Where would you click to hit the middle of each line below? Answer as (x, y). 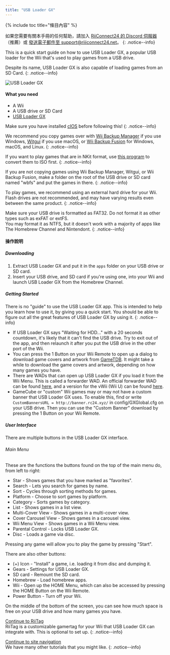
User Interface (21, 425)
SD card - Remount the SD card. (46, 574)
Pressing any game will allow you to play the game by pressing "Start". (79, 544)
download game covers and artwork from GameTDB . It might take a (83, 359)
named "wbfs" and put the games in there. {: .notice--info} (66, 183)
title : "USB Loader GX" (30, 10)
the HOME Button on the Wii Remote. (51, 591)
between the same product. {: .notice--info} (51, 203)
